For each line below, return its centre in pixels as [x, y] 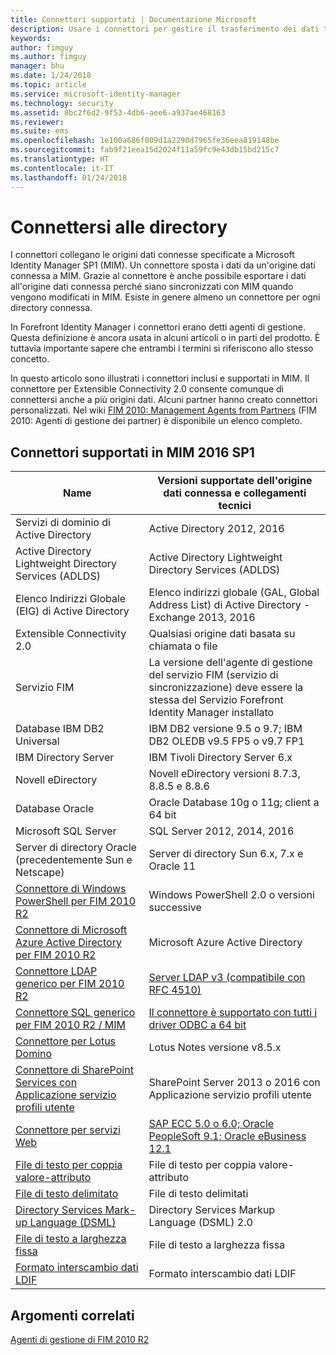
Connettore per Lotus [66, 1041]
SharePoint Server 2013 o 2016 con [234, 1083]
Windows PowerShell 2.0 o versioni [231, 895]
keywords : [31, 38]
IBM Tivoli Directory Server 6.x [220, 758]
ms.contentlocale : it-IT [62, 168]
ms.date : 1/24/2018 [51, 76]
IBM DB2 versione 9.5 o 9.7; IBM [225, 729]
